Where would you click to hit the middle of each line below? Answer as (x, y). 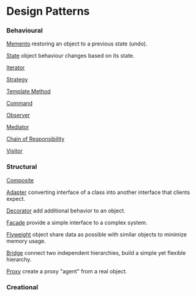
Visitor (14, 151)
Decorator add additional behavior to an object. (66, 211)
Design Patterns (48, 11)
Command (19, 103)
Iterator (16, 68)
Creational (22, 287)
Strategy (17, 80)
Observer (18, 115)
